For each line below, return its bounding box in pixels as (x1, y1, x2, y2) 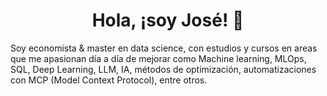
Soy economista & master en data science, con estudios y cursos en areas (10, 42, 318, 54)
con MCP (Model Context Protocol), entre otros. (10, 74, 208, 86)
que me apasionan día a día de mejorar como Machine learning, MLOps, (10, 52, 307, 64)
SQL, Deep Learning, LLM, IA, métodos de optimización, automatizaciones (10, 63, 317, 75)
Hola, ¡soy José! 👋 (91, 9, 245, 32)
